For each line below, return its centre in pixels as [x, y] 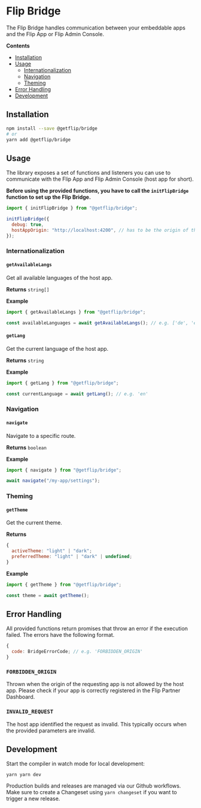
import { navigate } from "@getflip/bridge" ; [64, 470]
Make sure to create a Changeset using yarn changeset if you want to [92, 792]
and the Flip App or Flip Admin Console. [55, 34]
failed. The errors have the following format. [60, 635]
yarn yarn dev [24, 775]
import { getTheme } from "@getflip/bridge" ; [64, 585]
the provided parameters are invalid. [51, 731]
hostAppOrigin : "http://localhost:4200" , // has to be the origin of [100, 230]
